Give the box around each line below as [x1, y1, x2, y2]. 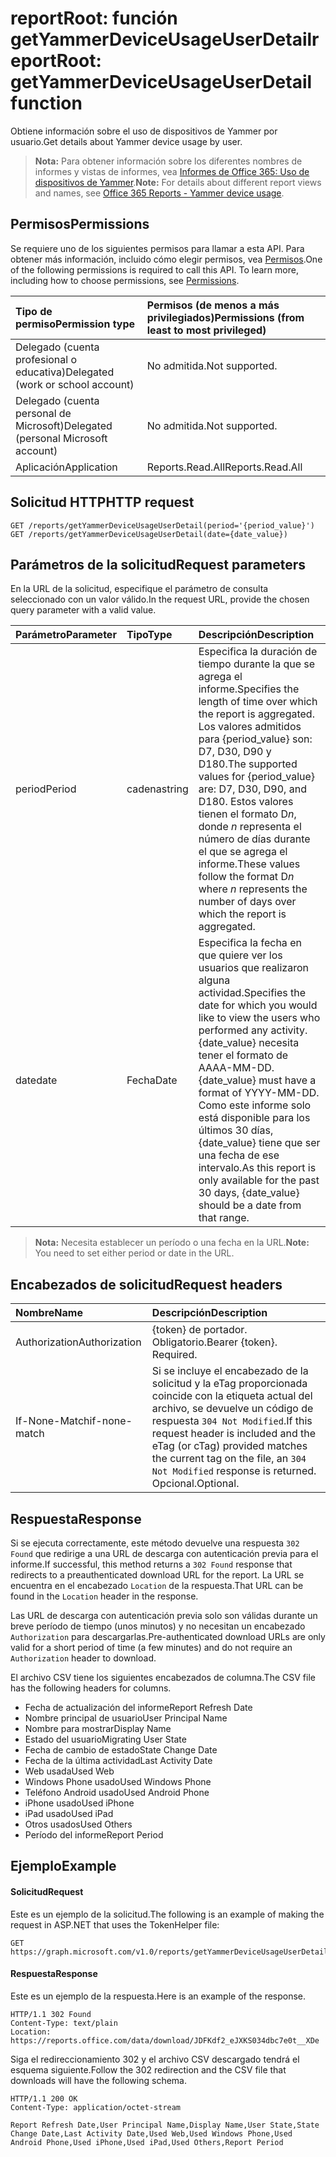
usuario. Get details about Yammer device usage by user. [10, 135, 243, 147]
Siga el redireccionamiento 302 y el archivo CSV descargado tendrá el [10, 2053, 300, 2065]
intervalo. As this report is [198, 1161, 317, 1175]
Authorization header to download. [10, 1652, 157, 1664]
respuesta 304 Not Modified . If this [151, 1414, 313, 1428]
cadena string [126, 782, 189, 796]
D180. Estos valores [198, 795, 294, 809]
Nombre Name [15, 1306, 83, 1320]
